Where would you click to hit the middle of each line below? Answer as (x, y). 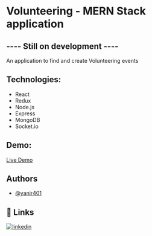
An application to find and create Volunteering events (72, 61)
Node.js (25, 107)
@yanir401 (28, 193)
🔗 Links (20, 212)
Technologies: (34, 80)
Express (25, 113)
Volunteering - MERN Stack (76, 11)
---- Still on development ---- (62, 46)
